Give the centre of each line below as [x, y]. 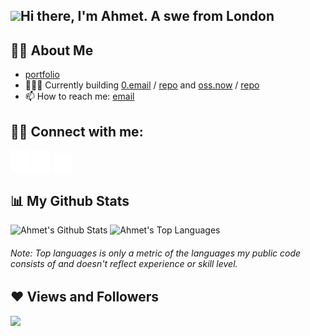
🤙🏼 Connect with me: [77, 131]
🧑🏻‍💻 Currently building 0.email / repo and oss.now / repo [142, 85]
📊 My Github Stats [70, 200]
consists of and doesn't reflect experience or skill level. [124, 263]
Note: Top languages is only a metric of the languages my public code [156, 253]
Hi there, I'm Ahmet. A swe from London [147, 16]
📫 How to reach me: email [79, 96]
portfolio [42, 75]
